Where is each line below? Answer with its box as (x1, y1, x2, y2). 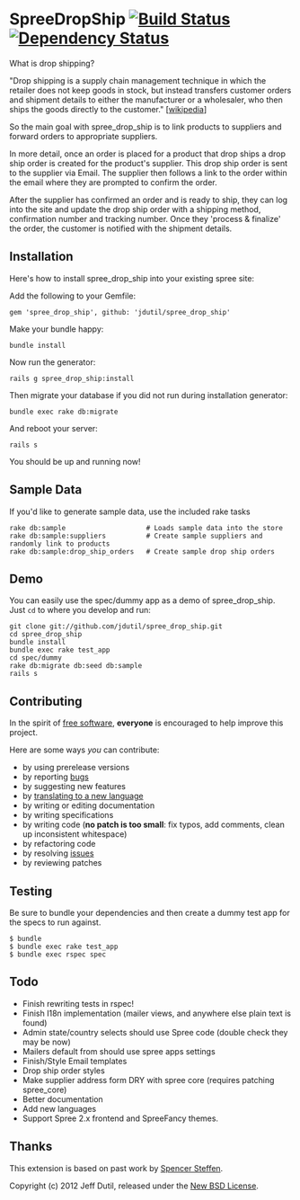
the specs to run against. (9, 917, 101, 928)
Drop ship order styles (22, 1065, 105, 1076)
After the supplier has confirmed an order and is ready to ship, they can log (9, 194, 288, 205)
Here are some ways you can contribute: (9, 744, 160, 755)
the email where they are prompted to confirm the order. (9, 176, 217, 188)
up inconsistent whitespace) (22, 829, 128, 840)
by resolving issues (22, 848, 94, 858)
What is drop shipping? (9, 58, 95, 68)
